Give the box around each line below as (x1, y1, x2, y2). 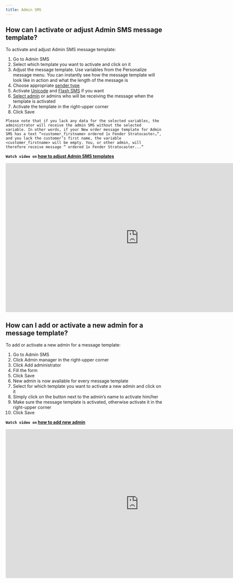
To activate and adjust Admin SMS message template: (5, 47, 116, 53)
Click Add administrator (12, 362, 62, 368)
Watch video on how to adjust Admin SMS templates (5, 153, 114, 159)
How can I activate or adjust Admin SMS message (5, 26, 162, 34)
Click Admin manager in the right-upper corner (12, 357, 109, 363)
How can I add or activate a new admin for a (5, 321, 144, 329)
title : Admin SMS (5, 7, 42, 12)
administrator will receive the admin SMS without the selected (5, 123, 142, 128)
